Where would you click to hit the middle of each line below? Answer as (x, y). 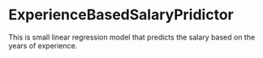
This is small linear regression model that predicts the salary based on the (132, 37)
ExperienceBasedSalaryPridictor (121, 15)
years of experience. (43, 45)
